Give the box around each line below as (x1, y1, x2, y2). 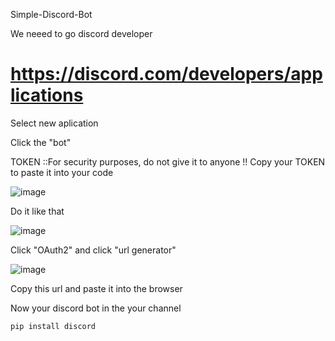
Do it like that (10, 205, 65, 217)
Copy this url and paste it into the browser (10, 282, 183, 294)
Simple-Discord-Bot (10, 9, 93, 20)
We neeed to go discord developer (10, 28, 153, 39)
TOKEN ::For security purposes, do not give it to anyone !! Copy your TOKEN (10, 155, 326, 168)
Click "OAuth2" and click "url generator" (10, 244, 177, 256)
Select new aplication (10, 117, 99, 129)
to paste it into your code (10, 166, 114, 178)
